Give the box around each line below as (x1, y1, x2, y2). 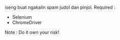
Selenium (12, 14, 32, 20)
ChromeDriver (12, 20, 42, 25)
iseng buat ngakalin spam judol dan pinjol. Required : (5, 5, 115, 10)
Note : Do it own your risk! (5, 29, 59, 35)
